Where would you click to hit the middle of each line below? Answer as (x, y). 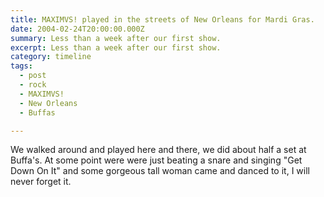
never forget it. (41, 182)
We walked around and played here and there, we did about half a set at (158, 150)
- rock (33, 85)
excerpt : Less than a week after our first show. (116, 47)
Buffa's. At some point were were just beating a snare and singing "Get (156, 160)
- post (33, 76)
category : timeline (51, 57)
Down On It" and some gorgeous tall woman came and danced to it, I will (160, 171)
